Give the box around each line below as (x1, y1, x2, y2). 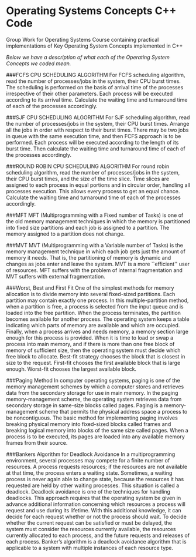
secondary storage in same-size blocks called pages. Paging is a (6, 401, 163, 409)
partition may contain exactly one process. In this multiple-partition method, (6, 297, 189, 304)
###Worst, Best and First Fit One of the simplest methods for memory (6, 284, 174, 291)
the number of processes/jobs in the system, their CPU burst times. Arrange (6, 120, 190, 127)
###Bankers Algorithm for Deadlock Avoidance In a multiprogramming (6, 451, 176, 458)
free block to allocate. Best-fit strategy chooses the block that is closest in (6, 353, 185, 360)
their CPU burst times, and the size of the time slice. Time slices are (6, 175, 170, 182)
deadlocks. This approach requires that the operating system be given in (6, 494, 181, 501)
